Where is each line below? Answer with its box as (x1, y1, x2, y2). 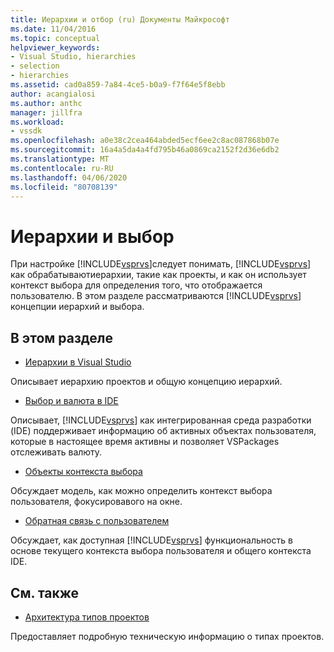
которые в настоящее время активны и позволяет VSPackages (10, 436, 280, 448)
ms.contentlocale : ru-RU (10, 163, 114, 173)
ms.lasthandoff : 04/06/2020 (10, 172, 128, 183)
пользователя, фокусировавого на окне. (10, 496, 183, 508)
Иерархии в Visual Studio (24, 356, 132, 368)
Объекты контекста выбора (24, 466, 143, 478)
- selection (10, 61, 60, 71)
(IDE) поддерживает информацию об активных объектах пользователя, (10, 425, 317, 437)
